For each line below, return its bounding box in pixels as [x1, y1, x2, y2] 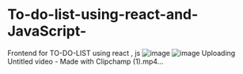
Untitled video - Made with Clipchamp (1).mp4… [7, 57, 164, 66]
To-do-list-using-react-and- [7, 6, 199, 24]
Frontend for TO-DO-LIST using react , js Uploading [7, 48, 236, 57]
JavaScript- [7, 22, 87, 40]
